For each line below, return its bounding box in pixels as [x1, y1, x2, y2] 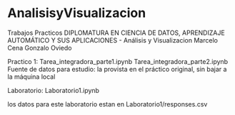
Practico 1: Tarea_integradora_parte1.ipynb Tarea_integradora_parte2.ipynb [7, 57, 229, 65]
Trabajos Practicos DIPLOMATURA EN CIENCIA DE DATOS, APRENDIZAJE [7, 28, 225, 37]
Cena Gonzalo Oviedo [7, 43, 72, 52]
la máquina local [7, 72, 56, 81]
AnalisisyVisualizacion [7, 5, 146, 21]
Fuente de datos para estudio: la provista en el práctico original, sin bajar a [7, 65, 227, 73]
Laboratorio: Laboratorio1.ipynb [7, 86, 100, 94]
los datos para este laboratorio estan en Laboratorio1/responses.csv [7, 99, 208, 108]
